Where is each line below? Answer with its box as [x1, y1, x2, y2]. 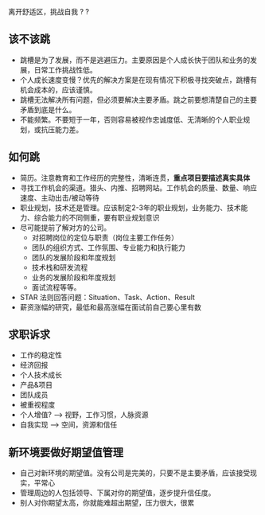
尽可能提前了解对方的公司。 [19, 222, 111, 232]
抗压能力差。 [41, 124, 84, 134]
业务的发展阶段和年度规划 [31, 272, 116, 282]
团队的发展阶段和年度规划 [31, 252, 116, 262]
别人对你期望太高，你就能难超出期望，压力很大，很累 [19, 498, 195, 508]
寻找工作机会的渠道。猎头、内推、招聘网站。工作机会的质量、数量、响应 [19, 182, 257, 193]
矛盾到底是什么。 [19, 104, 76, 114]
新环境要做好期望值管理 [8, 445, 123, 459]
